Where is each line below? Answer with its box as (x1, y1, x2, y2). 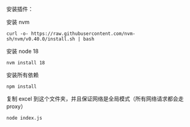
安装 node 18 (6, 48, 39, 55)
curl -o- (6, 31, 29, 37)
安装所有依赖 (6, 71, 39, 79)
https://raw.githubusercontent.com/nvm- (31, 31, 136, 37)
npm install (6, 83, 37, 90)
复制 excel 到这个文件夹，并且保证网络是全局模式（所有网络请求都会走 (6, 95, 184, 102)
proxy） (6, 103, 26, 110)
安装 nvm (6, 18, 30, 26)
